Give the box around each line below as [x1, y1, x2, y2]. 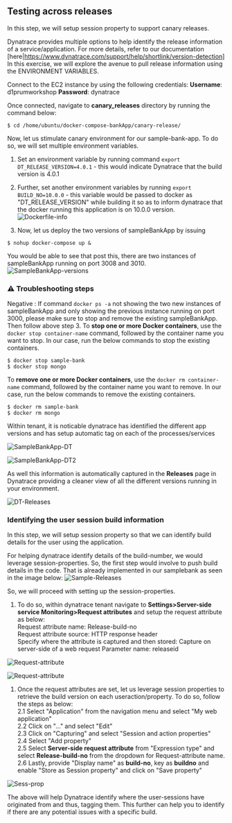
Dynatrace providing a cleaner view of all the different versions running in [7, 477, 217, 485]
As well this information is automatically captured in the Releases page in [7, 470, 217, 478]
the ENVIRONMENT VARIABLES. [7, 67, 99, 75]
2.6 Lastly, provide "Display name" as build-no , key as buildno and [17, 759, 209, 767]
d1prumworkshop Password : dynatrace [7, 87, 120, 96]
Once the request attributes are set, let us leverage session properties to [17, 685, 225, 693]
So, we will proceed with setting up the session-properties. [7, 587, 175, 595]
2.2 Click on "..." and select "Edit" [17, 722, 113, 731]
